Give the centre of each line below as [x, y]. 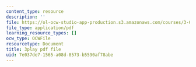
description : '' [26, 17]
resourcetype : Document [35, 44]
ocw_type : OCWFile [28, 38]
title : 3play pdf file [34, 50]
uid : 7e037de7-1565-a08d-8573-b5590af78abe [60, 55]
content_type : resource [35, 11]
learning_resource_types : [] [41, 33]
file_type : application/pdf [40, 28]
